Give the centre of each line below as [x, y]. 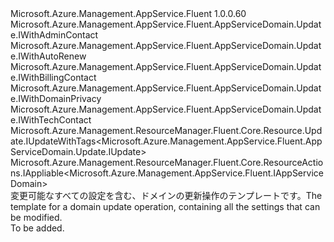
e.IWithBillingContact [53, 77]
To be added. [37, 228]
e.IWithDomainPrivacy [56, 98]
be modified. [36, 217]
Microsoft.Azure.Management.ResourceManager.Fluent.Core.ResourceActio [167, 162]
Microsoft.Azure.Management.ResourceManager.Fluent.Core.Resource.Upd [166, 130]
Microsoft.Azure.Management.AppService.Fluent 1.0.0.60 [128, 13]
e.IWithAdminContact [54, 35]
